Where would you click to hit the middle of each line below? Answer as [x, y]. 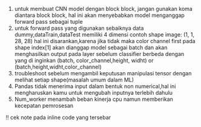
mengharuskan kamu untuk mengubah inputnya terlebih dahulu [94, 93]
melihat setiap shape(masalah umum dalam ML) [74, 80]
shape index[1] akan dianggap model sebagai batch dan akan [91, 47]
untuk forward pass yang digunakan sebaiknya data [79, 28]
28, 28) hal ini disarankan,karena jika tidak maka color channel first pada [105, 41]
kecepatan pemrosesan [44, 105]
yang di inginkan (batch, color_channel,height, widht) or [84, 60]
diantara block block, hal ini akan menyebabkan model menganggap [100, 15]
